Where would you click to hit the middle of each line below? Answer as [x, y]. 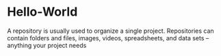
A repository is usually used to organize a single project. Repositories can [110, 31]
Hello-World [42, 12]
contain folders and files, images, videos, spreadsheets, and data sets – [108, 38]
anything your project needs [47, 45]
